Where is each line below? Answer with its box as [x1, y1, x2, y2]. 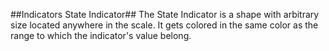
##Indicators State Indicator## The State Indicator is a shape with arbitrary [10, 9, 320, 20]
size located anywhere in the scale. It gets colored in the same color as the [10, 19, 319, 31]
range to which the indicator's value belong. [10, 30, 192, 41]
